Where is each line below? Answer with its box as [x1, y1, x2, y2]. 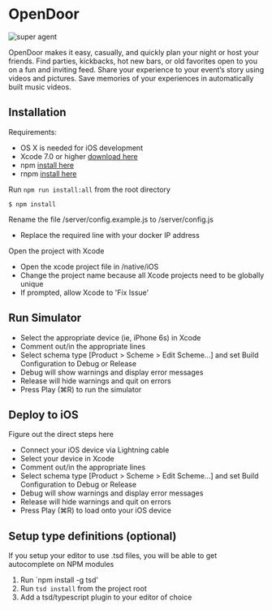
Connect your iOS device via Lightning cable [19, 445, 170, 455]
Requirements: [8, 127, 57, 136]
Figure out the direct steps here [8, 430, 114, 439]
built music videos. [8, 82, 71, 92]
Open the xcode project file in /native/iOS [19, 262, 159, 271]
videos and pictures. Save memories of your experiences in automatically [8, 73, 254, 83]
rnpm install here [19, 168, 77, 179]
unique [19, 279, 44, 288]
